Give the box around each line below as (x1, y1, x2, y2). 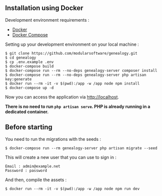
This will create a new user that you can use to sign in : (5, 154, 117, 160)
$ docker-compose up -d (5, 85, 54, 90)
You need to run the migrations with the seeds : (5, 136, 101, 142)
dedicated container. (5, 108, 49, 115)
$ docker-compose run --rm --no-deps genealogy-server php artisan (5, 72, 147, 77)
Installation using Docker (5, 4, 84, 12)
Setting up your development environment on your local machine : (5, 41, 139, 47)
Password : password (5, 168, 48, 173)
